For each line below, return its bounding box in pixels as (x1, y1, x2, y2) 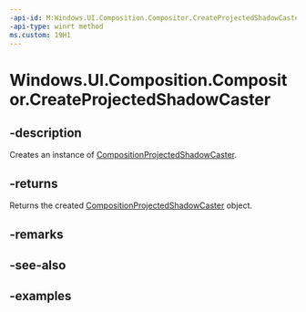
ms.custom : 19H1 (9, 30, 71, 39)
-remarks (9, 226, 64, 242)
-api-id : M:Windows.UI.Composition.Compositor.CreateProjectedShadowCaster (9, 13, 303, 23)
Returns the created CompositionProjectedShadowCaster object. (9, 200, 253, 211)
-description (9, 125, 82, 140)
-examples (9, 288, 72, 304)
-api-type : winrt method (9, 22, 104, 31)
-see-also (9, 257, 66, 273)
